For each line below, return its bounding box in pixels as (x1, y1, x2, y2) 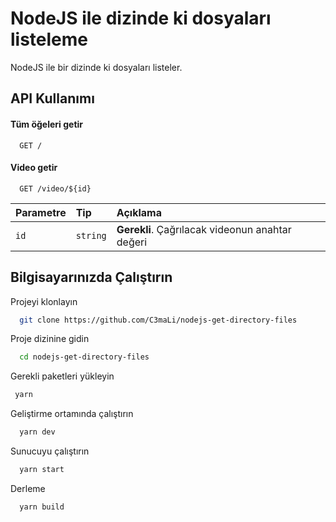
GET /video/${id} (19, 183, 92, 194)
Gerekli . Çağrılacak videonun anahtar (116, 222, 292, 236)
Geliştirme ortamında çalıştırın (10, 408, 134, 420)
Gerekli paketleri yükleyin (10, 370, 115, 382)
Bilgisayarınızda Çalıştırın (10, 269, 173, 286)
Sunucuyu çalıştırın (10, 445, 90, 457)
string (75, 230, 107, 241)
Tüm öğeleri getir (10, 118, 84, 130)
